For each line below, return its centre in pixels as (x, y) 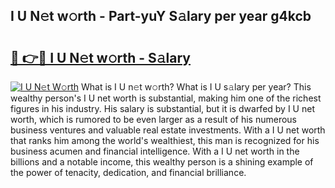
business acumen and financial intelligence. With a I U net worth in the (155, 151)
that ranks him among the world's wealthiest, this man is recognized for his (165, 140)
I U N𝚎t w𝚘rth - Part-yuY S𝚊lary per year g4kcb (161, 16)
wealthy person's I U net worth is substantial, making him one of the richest (166, 98)
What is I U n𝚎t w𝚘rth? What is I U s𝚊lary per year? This (196, 87)
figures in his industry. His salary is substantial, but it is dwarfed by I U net (162, 108)
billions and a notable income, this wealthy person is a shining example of (162, 162)
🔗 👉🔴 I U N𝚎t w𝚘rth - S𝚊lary (100, 57)
